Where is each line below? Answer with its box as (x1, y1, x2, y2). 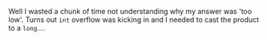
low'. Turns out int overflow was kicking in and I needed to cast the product (8, 15, 259, 24)
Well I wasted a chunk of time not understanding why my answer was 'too (8, 7, 253, 16)
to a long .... (8, 24, 46, 32)
